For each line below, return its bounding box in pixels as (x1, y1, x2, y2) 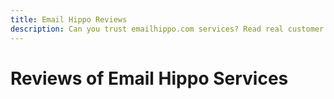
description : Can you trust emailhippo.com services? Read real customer (10, 24, 325, 34)
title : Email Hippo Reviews (10, 14, 128, 25)
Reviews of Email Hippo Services (10, 67, 289, 90)
